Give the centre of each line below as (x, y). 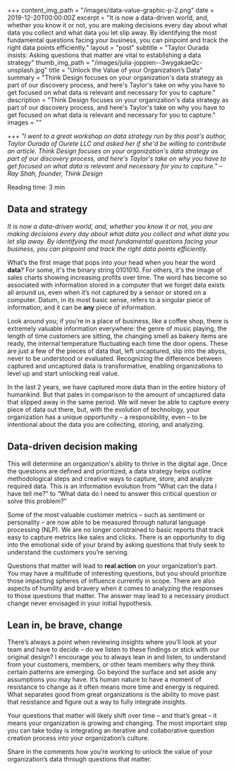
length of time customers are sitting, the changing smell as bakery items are (117, 336)
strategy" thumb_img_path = (49, 62)
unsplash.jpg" (27, 70)
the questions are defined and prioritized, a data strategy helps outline (109, 471)
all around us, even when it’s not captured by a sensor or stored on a (107, 292)
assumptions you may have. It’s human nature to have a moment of (105, 680)
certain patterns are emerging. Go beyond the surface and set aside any (112, 672)
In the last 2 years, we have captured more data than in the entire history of (117, 387)
